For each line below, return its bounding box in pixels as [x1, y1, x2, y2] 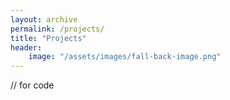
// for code [10, 79, 55, 91]
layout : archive [10, 14, 78, 25]
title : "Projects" [10, 33, 87, 43]
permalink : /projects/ [10, 24, 105, 34]
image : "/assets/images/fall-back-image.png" [28, 52, 222, 62]
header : [10, 42, 43, 53]
